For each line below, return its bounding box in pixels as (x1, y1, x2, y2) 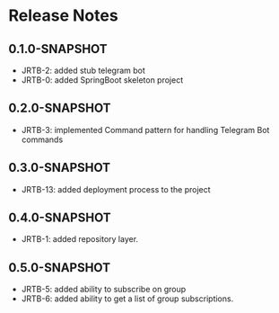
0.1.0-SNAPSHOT (8, 41, 109, 57)
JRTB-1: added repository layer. (21, 234, 139, 245)
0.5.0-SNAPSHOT (8, 260, 111, 275)
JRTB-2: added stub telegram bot (21, 65, 145, 76)
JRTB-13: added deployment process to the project (21, 183, 212, 194)
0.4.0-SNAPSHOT (8, 210, 111, 226)
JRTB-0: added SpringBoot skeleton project (21, 75, 184, 85)
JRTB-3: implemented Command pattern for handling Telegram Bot (21, 124, 270, 135)
